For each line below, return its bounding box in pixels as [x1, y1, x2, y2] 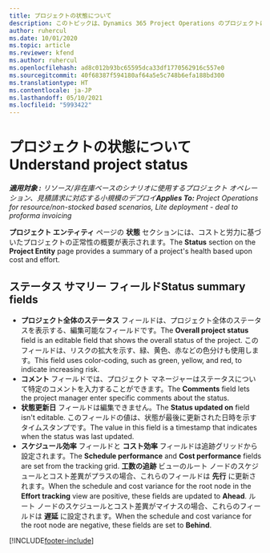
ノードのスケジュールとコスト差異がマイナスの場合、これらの [36, 501, 240, 511]
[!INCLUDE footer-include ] [9, 535, 95, 545]
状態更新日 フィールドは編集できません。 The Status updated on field [20, 402, 250, 412]
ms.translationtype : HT [9, 79, 89, 87]
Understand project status [9, 155, 188, 174]
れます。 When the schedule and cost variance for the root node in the [20, 481, 252, 490]
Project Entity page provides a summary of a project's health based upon [9, 246, 253, 256]
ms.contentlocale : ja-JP [9, 86, 92, 95]
